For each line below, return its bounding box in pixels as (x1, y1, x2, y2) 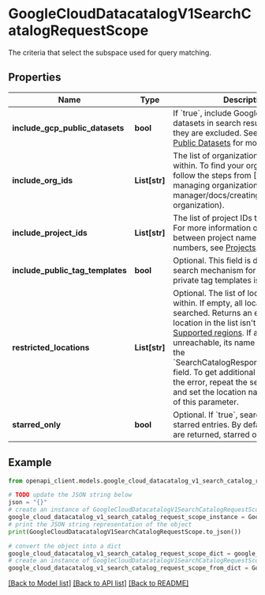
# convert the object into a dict (8, 542, 122, 550)
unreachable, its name (173, 337, 256, 348)
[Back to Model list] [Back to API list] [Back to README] (8, 578, 189, 588)
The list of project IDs (173, 212, 252, 223)
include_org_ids (12, 175, 73, 186)
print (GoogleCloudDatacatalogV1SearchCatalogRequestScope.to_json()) (8, 528, 242, 536)
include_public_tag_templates (12, 264, 128, 275)
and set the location (173, 386, 247, 397)
